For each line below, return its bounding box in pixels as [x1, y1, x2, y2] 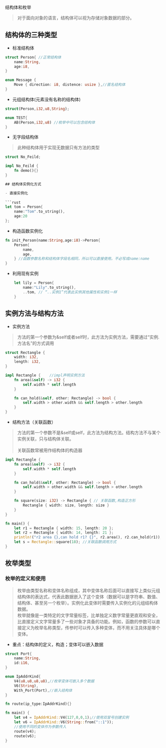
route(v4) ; [14, 729, 37, 734]
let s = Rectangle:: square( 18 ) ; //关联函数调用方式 [14, 540, 117, 544]
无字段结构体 [12, 134, 39, 140]
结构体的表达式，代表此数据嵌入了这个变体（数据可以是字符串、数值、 [17, 594, 161, 600]
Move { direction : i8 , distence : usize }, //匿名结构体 [14, 82, 125, 87]
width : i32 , [14, 354, 39, 360]
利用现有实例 [12, 271, 39, 276]
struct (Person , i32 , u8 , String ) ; [5, 106, 70, 111]
